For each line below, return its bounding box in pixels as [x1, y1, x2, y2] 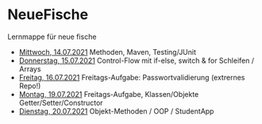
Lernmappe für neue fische [7, 32, 97, 41]
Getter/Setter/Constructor [18, 98, 104, 107]
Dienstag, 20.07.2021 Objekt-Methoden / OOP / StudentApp [18, 106, 214, 116]
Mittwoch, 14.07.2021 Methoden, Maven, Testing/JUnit [18, 47, 196, 56]
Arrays [18, 64, 41, 73]
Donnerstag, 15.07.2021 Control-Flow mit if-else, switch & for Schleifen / [18, 56, 255, 65]
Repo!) [18, 81, 41, 91]
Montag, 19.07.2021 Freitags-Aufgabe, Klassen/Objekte [18, 89, 199, 99]
